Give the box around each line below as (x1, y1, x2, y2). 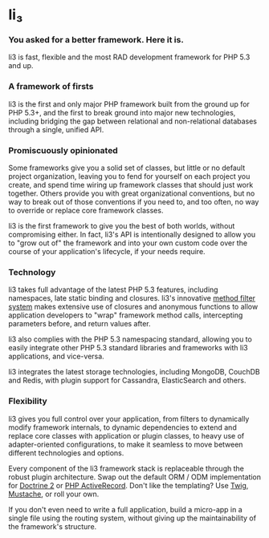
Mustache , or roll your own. (8, 489, 100, 499)
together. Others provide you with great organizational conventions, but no (8, 188, 255, 198)
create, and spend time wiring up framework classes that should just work (8, 180, 254, 190)
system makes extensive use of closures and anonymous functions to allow (8, 302, 259, 312)
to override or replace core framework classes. (8, 206, 164, 216)
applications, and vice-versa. (8, 351, 104, 362)
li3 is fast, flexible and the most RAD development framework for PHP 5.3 (8, 52, 251, 62)
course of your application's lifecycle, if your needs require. (8, 247, 206, 257)
